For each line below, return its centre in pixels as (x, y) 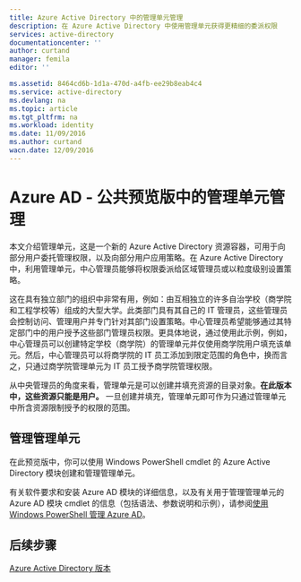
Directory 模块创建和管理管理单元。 (75, 473)
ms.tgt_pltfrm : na (43, 117)
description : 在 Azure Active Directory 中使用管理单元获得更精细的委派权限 (143, 26)
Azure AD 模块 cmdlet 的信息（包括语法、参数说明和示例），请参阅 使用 (139, 503)
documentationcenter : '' (56, 43)
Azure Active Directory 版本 (60, 569)
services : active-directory (62, 34)
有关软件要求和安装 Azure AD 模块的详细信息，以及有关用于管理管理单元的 (147, 492)
